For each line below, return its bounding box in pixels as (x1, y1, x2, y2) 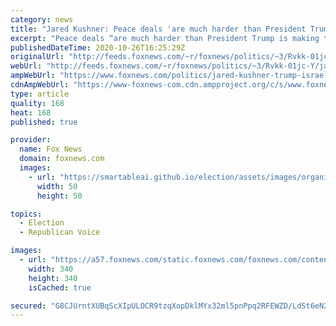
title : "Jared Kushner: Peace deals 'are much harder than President (10, 24, 307, 34)
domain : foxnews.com (19, 154, 105, 164)
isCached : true (28, 282, 92, 293)
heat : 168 (10, 107, 52, 118)
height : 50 (36, 191, 83, 201)
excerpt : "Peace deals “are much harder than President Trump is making (10, 33, 320, 43)
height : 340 (28, 273, 78, 283)
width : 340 (28, 264, 74, 274)
